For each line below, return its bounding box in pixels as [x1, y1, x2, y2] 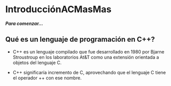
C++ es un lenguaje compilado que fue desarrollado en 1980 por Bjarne [12, 48, 164, 54]
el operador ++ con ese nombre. [12, 75, 82, 81]
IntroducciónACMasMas [5, 4, 112, 15]
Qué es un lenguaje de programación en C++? [5, 35, 155, 44]
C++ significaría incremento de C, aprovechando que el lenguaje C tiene [12, 69, 166, 75]
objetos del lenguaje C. [12, 60, 62, 66]
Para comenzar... [5, 20, 44, 26]
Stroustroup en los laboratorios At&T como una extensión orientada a [12, 54, 159, 60]
